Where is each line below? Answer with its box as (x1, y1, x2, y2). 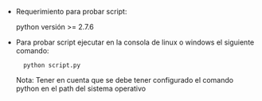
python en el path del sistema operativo (15, 84, 146, 93)
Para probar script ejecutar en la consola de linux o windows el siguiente (15, 37, 255, 47)
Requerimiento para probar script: (15, 7, 127, 16)
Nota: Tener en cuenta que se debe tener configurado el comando (15, 76, 233, 84)
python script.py (23, 61, 81, 69)
